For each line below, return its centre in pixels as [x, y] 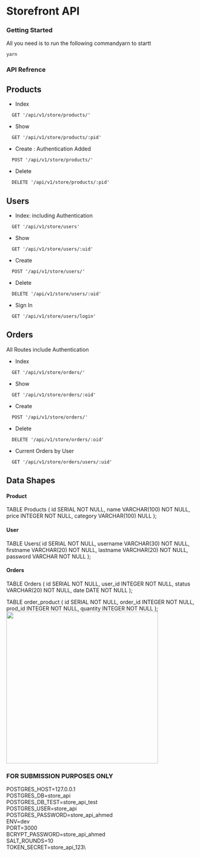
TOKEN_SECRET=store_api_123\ [46, 847]
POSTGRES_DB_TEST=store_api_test [52, 802]
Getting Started [29, 30]
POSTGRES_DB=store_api [38, 796]
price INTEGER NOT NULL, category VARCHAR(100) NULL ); [82, 516]
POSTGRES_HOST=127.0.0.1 [41, 789]
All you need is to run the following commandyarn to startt [79, 43]
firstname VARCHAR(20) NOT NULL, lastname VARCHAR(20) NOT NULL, [97, 550]
